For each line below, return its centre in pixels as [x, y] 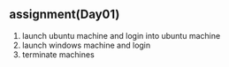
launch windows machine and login [86, 45]
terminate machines [58, 54]
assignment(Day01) [65, 15]
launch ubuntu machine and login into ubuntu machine [121, 35]
